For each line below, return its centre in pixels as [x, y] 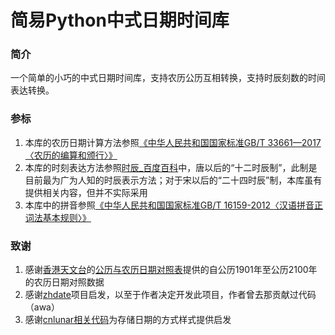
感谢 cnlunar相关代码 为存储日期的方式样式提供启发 [128, 320]
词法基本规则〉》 [58, 217]
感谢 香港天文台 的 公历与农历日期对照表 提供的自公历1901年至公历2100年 [171, 270]
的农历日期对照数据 [64, 282]
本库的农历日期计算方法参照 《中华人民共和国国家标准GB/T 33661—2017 [173, 142]
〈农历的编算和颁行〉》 [71, 155]
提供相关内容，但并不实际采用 [86, 192]
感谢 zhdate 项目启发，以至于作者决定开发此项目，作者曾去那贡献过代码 [170, 295]
